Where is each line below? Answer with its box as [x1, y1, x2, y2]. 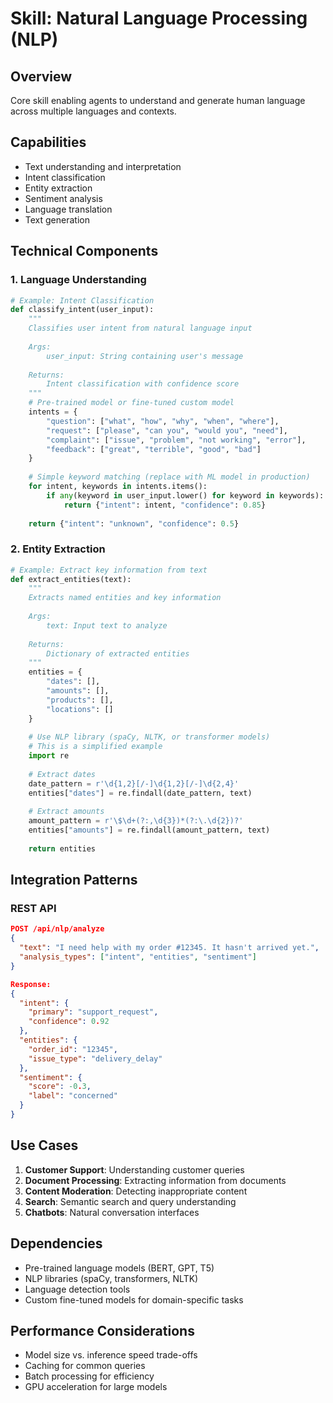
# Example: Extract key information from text [10, 565, 208, 575]
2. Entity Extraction [10, 542, 106, 556]
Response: [10, 979, 52, 989]
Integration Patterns [10, 872, 138, 889]
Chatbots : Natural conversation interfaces [24, 1206, 200, 1218]
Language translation [24, 203, 113, 215]
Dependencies [10, 1235, 103, 1252]
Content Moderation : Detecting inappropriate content [24, 1185, 248, 1197]
